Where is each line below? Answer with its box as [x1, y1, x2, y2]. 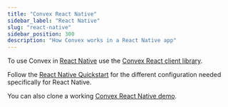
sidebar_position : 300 [7, 30, 75, 38]
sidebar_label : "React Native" [7, 17, 100, 24]
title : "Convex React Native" [7, 10, 98, 18]
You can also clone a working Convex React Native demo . [7, 92, 177, 101]
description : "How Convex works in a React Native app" [7, 37, 177, 44]
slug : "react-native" [7, 24, 72, 31]
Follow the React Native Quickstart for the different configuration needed [7, 71, 222, 79]
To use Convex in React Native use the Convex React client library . [7, 56, 203, 65]
